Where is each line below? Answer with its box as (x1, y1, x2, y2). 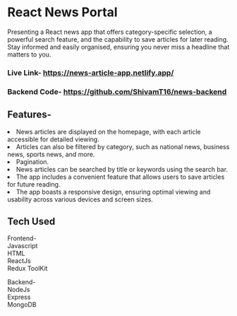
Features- (7, 109, 51, 121)
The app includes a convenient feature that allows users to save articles (16, 172, 225, 181)
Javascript (7, 242, 38, 250)
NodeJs (7, 286, 30, 294)
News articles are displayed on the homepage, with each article (16, 127, 201, 136)
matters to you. (7, 50, 51, 59)
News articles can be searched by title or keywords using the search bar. (16, 165, 228, 173)
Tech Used (7, 215, 56, 227)
